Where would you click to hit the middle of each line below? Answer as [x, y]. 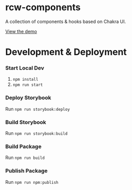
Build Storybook [26, 122]
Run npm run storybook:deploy [38, 109]
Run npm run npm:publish [32, 182]
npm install [25, 80]
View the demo [21, 31]
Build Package [24, 146]
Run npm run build [25, 158]
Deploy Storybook [28, 98]
